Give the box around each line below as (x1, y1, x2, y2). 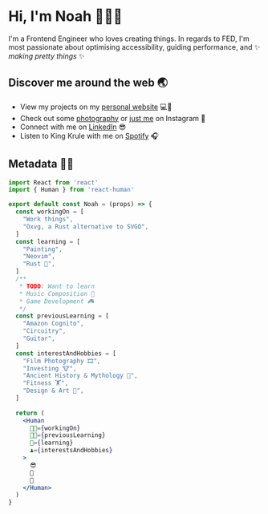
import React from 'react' (8, 178, 99, 187)
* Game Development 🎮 (18, 297, 95, 306)
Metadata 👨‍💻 (8, 157, 75, 171)
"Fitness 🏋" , (22, 379, 69, 387)
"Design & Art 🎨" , (22, 387, 84, 395)
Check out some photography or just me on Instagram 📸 (19, 113, 206, 123)
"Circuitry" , (22, 327, 67, 335)
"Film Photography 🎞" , (22, 357, 101, 365)
